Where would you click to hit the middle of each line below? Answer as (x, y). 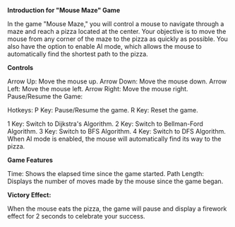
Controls (20, 68)
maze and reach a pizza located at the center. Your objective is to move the (117, 31)
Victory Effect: (29, 195)
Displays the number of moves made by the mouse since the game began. (115, 181)
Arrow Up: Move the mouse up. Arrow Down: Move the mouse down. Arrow (117, 81)
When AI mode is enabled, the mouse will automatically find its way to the (114, 139)
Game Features (30, 160)
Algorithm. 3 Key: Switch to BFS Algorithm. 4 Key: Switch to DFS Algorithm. (116, 131)
